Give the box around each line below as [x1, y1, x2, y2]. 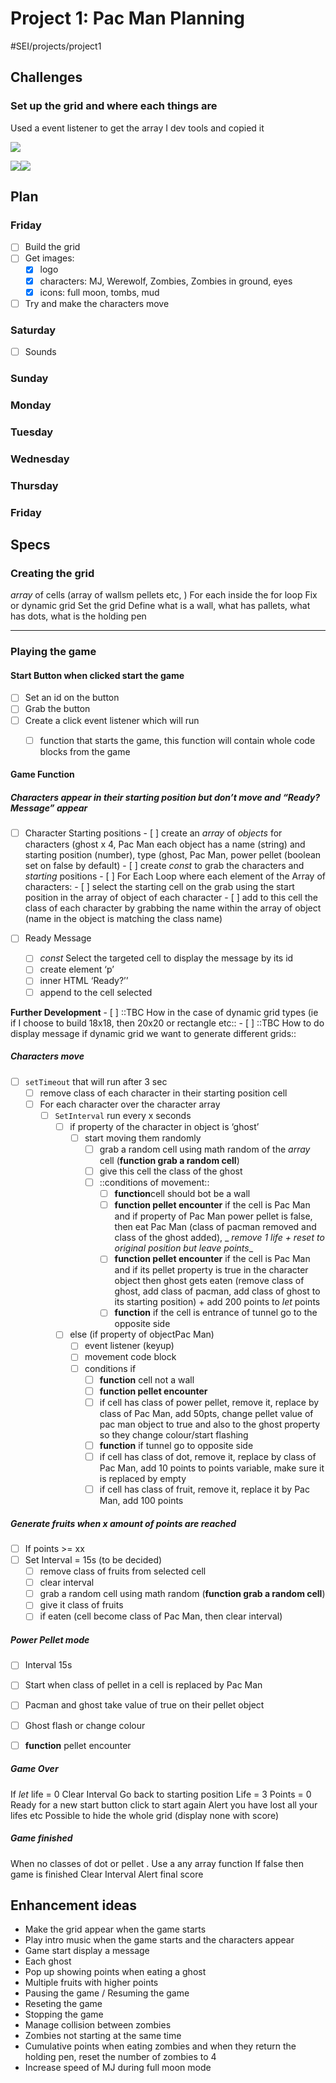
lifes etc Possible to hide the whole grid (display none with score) [10, 1809, 280, 1821]
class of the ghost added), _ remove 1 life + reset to [114, 1232, 325, 1244]
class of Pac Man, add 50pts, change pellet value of [99, 1407, 314, 1419]
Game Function [10, 768, 75, 781]
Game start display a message [24, 1945, 150, 1957]
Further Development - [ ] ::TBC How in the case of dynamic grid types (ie [10, 1006, 319, 1018]
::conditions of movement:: [99, 1177, 210, 1189]
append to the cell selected [39, 986, 153, 998]
